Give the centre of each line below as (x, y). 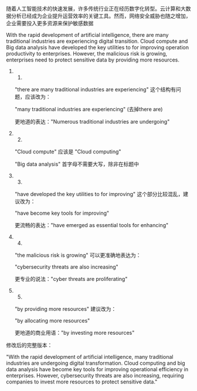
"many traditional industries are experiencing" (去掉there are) (89, 109)
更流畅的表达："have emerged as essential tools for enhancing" (91, 225)
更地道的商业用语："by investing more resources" (74, 333)
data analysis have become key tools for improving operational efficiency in (97, 369)
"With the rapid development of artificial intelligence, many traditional (90, 357)
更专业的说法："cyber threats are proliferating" (71, 279)
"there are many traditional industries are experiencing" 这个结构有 (95, 89)
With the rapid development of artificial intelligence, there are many (87, 35)
